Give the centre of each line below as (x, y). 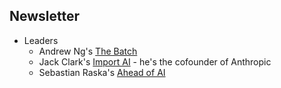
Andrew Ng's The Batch (88, 51)
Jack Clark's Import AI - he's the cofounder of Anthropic (155, 61)
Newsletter (45, 16)
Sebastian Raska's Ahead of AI (102, 72)
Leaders (41, 40)
